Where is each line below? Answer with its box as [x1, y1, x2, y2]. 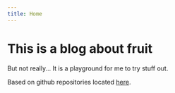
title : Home [7, 10, 42, 18]
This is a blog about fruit [7, 40, 153, 56]
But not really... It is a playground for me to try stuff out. [7, 64, 169, 73]
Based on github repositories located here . [7, 77, 131, 86]
